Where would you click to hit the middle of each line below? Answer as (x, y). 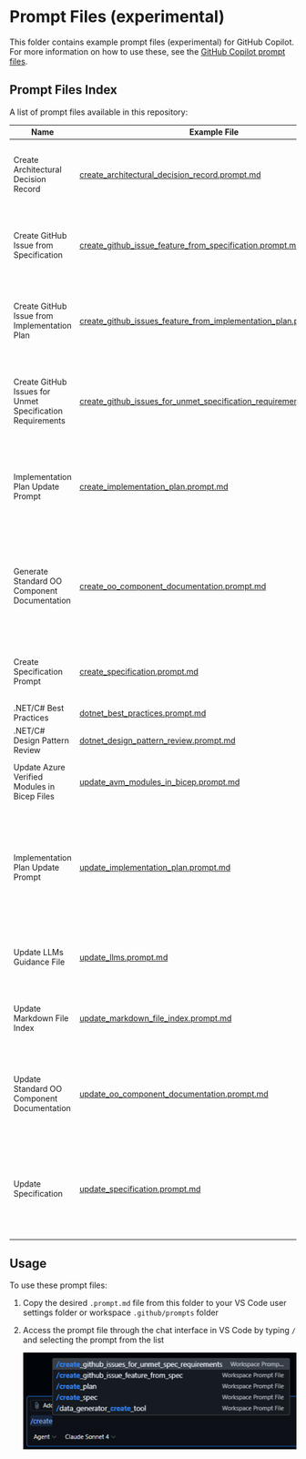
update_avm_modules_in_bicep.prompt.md (160, 781)
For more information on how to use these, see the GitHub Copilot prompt (148, 51)
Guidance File (39, 962)
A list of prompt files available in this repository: (99, 112)
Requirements (39, 420)
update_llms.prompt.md (124, 957)
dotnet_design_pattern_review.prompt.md (158, 740)
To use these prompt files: (58, 1285)
